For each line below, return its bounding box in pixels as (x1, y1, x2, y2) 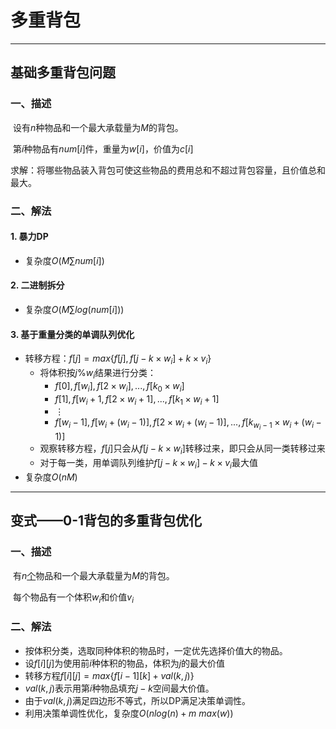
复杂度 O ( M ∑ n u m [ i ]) (24, 254, 105, 266)
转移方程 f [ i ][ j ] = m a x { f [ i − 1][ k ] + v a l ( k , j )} (24, 669, 195, 681)
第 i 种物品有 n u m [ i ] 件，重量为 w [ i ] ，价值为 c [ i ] (12, 142, 194, 155)
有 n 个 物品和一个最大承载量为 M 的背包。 (12, 569, 175, 581)
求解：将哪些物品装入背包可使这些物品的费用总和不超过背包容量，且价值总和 (10, 164, 326, 176)
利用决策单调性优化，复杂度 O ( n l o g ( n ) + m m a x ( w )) (24, 707, 234, 719)
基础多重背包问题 (10, 64, 116, 81)
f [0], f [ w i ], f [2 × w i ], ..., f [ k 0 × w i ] (54, 379, 185, 394)
